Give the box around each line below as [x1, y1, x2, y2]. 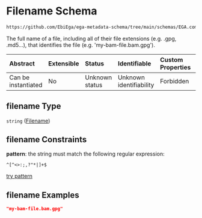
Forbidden [160, 77, 189, 85]
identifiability [117, 80, 155, 89]
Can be [9, 73, 30, 82]
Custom [160, 55, 183, 64]
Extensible [47, 59, 79, 67]
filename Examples [6, 190, 79, 200]
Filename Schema [6, 4, 97, 18]
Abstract [9, 59, 35, 67]
